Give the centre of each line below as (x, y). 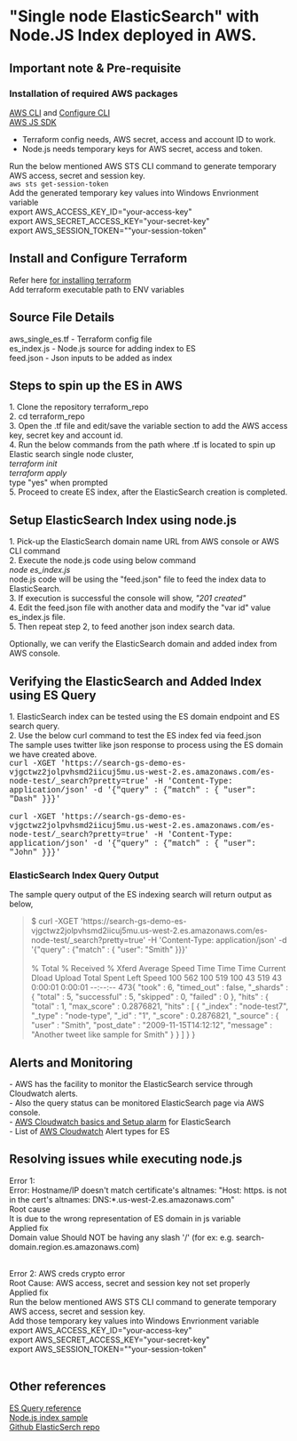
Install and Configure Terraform (98, 258)
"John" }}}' (35, 852)
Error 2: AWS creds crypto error (67, 1273)
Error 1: (22, 1180)
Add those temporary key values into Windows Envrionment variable (134, 1320)
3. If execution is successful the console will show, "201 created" (128, 599)
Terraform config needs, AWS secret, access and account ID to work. (149, 139)
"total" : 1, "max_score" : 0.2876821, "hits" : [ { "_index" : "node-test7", (160, 1006)
